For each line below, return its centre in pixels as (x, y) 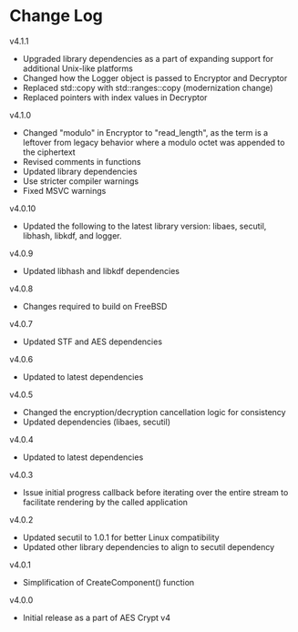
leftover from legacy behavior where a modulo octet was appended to (154, 142)
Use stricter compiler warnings (81, 181)
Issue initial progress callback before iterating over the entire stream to (155, 492)
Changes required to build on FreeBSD (95, 306)
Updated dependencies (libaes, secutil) (97, 422)
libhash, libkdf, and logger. (72, 235)
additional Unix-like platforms (78, 68)
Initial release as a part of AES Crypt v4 (97, 617)
